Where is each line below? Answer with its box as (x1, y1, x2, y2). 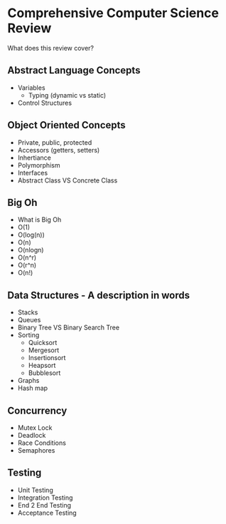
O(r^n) (17, 261, 37, 269)
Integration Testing (17, 493, 73, 502)
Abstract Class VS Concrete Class (17, 176, 118, 185)
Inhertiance (17, 153, 52, 162)
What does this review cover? (7, 43, 95, 52)
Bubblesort (28, 369, 61, 377)
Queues (17, 316, 41, 324)
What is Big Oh (17, 215, 62, 224)
